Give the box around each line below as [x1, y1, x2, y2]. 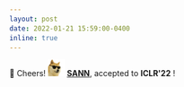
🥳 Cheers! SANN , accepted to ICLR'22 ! [9, 68, 176, 79]
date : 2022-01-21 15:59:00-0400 [9, 23, 130, 33]
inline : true [9, 33, 58, 42]
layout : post [9, 14, 58, 23]
